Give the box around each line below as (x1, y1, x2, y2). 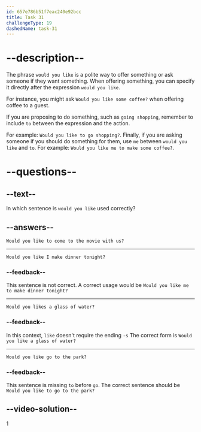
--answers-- (6, 222, 54, 232)
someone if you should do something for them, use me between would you (6, 138, 187, 145)
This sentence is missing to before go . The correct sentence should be (6, 381, 181, 388)
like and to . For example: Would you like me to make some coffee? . (6, 144, 175, 152)
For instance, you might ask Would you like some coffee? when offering (6, 95, 184, 102)
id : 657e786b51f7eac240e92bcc (6, 8, 82, 15)
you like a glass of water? (6, 338, 77, 344)
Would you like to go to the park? (6, 388, 95, 394)
